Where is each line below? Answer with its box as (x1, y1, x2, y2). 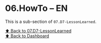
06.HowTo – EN (5, 3, 68, 14)
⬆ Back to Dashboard (5, 33, 49, 39)
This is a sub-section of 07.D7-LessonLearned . (5, 19, 97, 24)
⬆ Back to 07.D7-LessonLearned (5, 28, 72, 33)
